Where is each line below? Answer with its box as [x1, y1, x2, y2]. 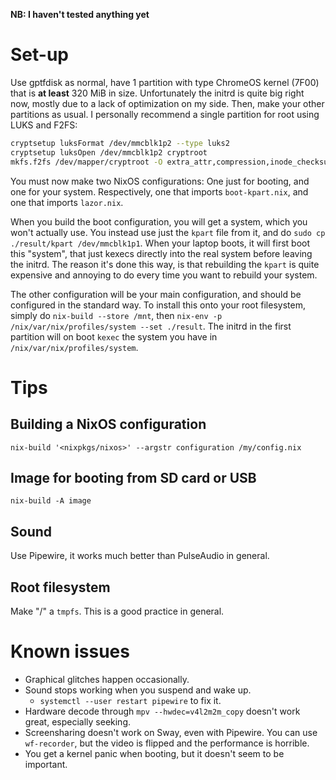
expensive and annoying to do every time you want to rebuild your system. [10, 269, 318, 281]
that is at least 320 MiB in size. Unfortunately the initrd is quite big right [10, 87, 305, 99]
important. [24, 758, 68, 770]
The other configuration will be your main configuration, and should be [10, 288, 302, 300]
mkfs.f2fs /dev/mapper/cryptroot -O [10, 157, 163, 167]
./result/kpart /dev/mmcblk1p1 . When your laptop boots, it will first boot [10, 237, 311, 249]
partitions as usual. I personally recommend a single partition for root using [10, 108, 320, 120]
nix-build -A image [10, 496, 92, 506]
